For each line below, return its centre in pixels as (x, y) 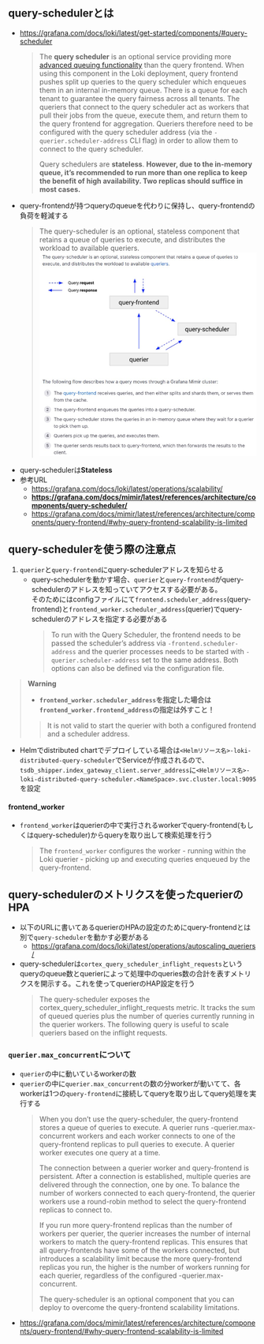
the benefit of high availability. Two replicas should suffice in (141, 181)
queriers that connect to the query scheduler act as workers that (144, 107)
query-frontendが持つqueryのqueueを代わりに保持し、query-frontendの (137, 205)
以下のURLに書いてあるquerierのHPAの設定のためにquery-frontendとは (135, 927)
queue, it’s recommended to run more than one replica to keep (143, 172)
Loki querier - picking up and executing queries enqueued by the (145, 859)
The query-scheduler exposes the (95, 999)
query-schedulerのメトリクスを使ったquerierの (126, 895)
